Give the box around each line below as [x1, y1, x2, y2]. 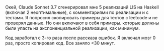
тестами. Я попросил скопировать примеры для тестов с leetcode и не [5, 15, 158, 20]
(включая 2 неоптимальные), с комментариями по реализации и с [5, 9, 149, 15]
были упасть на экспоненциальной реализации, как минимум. [5, 25, 140, 31]
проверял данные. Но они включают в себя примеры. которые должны [5, 20, 159, 26]
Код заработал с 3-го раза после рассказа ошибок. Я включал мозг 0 [5, 35, 156, 41]
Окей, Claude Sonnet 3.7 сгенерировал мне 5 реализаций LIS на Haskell [5, 4, 159, 10]
